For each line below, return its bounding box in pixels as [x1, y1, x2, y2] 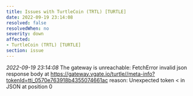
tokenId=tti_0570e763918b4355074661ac [6, 76, 108, 83]
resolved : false [6, 20, 46, 26]
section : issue [6, 48, 44, 54]
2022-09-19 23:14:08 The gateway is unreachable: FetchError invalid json [6, 64, 188, 71]
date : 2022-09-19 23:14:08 [6, 14, 73, 20]
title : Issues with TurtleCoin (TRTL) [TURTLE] [6, 8, 127, 15]
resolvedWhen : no [6, 25, 49, 32]
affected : [6, 36, 31, 42]
